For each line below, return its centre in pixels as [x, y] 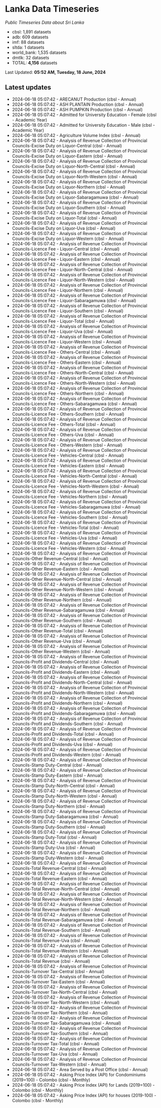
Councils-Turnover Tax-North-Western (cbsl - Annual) [66, 1002]
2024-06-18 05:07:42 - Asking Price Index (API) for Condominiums [79, 1074]
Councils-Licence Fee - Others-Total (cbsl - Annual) [64, 424]
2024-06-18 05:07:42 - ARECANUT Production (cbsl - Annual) [74, 99]
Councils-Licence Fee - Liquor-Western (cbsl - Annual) [67, 341]
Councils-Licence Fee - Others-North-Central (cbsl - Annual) [73, 373]
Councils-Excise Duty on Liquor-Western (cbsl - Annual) [68, 239]
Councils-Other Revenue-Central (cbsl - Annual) [60, 558]
